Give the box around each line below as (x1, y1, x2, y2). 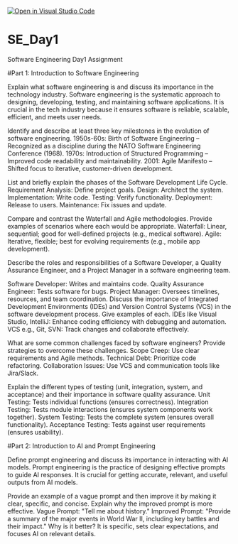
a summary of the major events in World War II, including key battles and (7, 514, 220, 523)
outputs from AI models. (7, 478, 78, 486)
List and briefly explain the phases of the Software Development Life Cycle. (7, 178, 228, 186)
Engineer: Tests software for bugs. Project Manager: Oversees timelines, (7, 287, 220, 295)
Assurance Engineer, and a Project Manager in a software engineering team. (7, 266, 231, 274)
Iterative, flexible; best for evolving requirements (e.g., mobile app (7, 236, 200, 245)
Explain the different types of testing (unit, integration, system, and (7, 382, 203, 391)
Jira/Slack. (7, 369, 39, 377)
